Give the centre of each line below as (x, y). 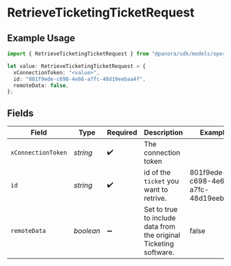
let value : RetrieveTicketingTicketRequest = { (77, 66)
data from (159, 227)
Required (122, 133)
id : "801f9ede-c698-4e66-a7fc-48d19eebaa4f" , (80, 79)
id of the (157, 173)
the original (162, 235)
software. (159, 252)
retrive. (155, 199)
